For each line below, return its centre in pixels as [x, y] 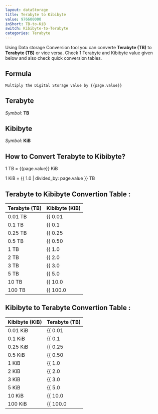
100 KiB [17, 403]
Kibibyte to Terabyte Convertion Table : [68, 308]
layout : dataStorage [27, 10]
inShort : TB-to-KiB [26, 24]
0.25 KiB [18, 347]
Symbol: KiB [18, 141]
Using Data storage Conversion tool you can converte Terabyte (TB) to [78, 47]
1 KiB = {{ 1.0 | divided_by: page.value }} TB [50, 178]
